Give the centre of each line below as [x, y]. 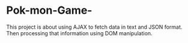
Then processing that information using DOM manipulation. [79, 33]
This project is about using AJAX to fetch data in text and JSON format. [94, 27]
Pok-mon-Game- [49, 10]
